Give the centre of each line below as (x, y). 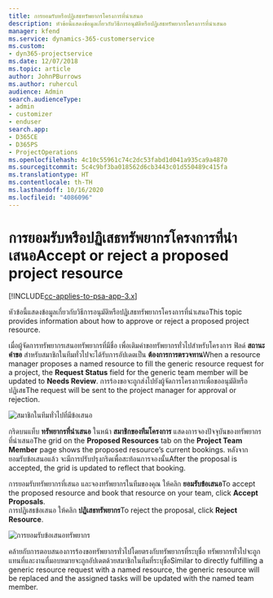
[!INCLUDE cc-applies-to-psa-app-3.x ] (73, 296)
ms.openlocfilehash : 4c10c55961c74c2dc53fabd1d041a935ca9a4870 (118, 159)
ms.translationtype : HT (49, 175)
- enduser (25, 122)
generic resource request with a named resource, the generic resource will (134, 570)
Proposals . (27, 501)
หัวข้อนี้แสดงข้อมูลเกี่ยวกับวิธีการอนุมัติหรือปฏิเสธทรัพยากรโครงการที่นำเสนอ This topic (125, 312)
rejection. (24, 399)
